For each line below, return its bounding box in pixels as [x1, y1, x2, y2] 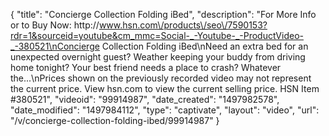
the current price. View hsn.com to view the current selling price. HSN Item [10, 83, 320, 94]
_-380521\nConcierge [10, 40, 100, 52]
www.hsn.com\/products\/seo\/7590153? [98, 19, 268, 31]
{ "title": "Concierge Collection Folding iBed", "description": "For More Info [10, 9, 317, 20]
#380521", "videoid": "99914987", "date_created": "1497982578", [10, 94, 280, 105]
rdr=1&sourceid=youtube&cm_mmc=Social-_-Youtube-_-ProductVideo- [10, 30, 304, 41]
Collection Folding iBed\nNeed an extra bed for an [101, 40, 309, 52]
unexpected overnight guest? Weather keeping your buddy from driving [10, 51, 306, 63]
